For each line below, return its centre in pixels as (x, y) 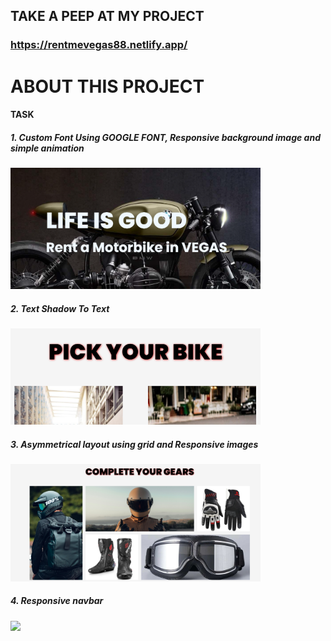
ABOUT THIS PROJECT (107, 86)
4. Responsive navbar (57, 601)
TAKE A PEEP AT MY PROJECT (107, 16)
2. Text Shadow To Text (60, 308)
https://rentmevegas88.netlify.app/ (99, 45)
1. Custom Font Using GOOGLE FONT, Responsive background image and (165, 137)
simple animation (47, 148)
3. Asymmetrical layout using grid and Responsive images (134, 444)
